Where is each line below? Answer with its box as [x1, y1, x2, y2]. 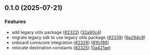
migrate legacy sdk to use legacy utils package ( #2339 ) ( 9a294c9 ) [11, 34, 146, 40]
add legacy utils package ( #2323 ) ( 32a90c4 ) [11, 29, 102, 35]
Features [4, 18, 26, 25]
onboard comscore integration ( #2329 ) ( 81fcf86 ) [11, 40, 110, 45]
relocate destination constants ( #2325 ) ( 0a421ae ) [11, 44, 111, 50]
